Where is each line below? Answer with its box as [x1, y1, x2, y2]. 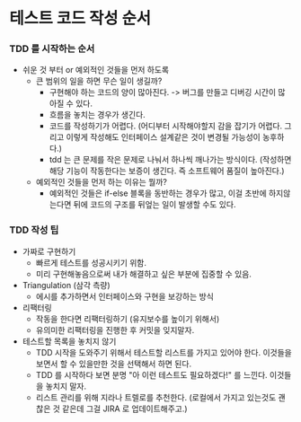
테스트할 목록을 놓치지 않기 [22, 336, 117, 347]
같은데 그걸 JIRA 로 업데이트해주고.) [62, 403, 188, 414]
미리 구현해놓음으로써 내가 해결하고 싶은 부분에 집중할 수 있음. [35, 268, 252, 279]
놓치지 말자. [45, 381, 87, 391]
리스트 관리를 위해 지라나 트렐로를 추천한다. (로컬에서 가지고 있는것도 [35, 391, 277, 402]
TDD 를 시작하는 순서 [9, 42, 95, 55]
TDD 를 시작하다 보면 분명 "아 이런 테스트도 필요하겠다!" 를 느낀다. [35, 369, 268, 380]
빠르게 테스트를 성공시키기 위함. [35, 257, 146, 268]
